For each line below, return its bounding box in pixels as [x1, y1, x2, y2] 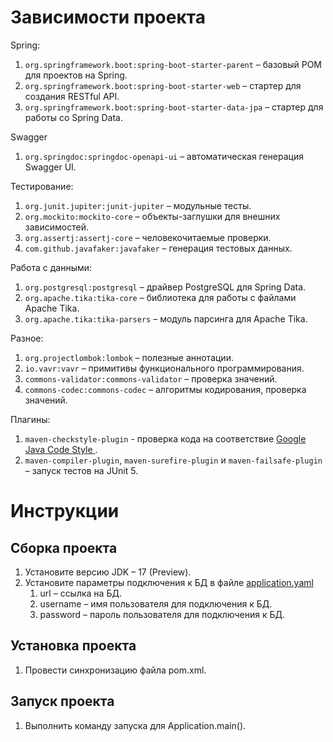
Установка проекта [10, 637, 137, 655]
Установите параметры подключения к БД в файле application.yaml [24, 576, 314, 588]
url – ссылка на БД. [39, 587, 122, 599]
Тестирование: [10, 180, 74, 192]
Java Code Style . [24, 443, 98, 455]
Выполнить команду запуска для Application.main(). [24, 719, 247, 731]
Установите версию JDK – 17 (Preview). [24, 566, 192, 578]
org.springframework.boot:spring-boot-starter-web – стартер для [24, 79, 302, 91]
